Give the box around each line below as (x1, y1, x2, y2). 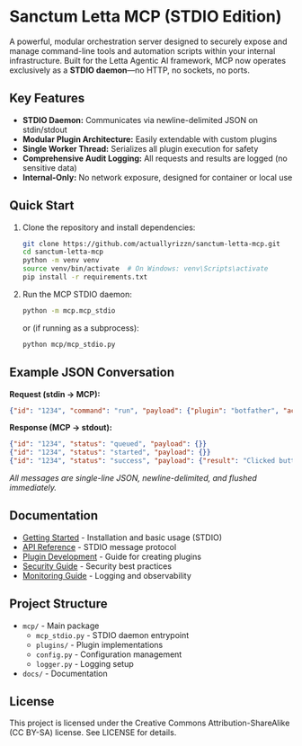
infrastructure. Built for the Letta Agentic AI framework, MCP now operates (9, 55, 286, 66)
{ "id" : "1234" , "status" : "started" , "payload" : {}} (9, 448, 211, 457)
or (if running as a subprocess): (22, 322, 139, 333)
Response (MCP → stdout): (9, 422, 112, 433)
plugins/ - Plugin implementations (35, 639, 164, 650)
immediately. (9, 483, 57, 493)
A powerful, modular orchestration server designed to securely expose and (9, 36, 288, 47)
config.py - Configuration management (35, 649, 182, 660)
